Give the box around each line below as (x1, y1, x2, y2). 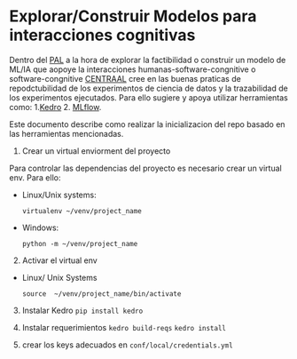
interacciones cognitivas (9, 25, 196, 45)
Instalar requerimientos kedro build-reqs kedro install (21, 322, 227, 332)
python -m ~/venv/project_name (21, 239, 138, 248)
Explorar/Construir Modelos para (9, 6, 257, 27)
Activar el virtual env (21, 255, 98, 266)
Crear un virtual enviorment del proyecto (21, 145, 171, 156)
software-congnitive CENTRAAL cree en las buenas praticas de (9, 73, 241, 84)
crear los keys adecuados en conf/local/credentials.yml (21, 339, 233, 350)
